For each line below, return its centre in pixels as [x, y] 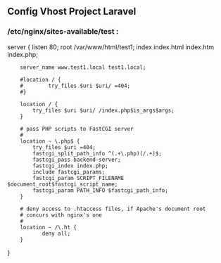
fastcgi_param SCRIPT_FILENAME [78, 178]
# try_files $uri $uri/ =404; [75, 86]
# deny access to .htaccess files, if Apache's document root [113, 209]
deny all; [56, 233]
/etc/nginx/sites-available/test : [63, 32]
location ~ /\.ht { [49, 227]
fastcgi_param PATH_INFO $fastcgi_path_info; [101, 190]
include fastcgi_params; [69, 172]
